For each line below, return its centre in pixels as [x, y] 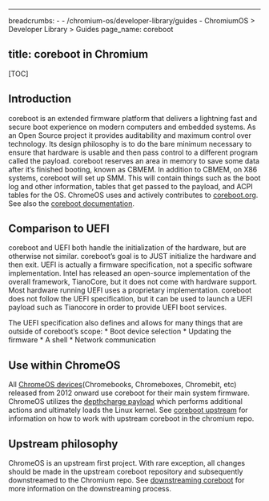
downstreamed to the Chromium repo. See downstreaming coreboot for [126, 480]
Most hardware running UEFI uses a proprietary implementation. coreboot [130, 290]
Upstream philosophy [63, 444]
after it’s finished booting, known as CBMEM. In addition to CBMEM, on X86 [133, 169]
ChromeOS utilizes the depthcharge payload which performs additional [125, 402]
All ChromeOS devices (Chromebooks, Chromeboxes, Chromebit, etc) [122, 385]
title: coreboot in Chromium [78, 54]
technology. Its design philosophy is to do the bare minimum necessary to [130, 143]
